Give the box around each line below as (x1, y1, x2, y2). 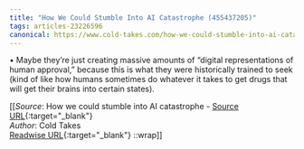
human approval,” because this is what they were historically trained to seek (9, 64, 293, 75)
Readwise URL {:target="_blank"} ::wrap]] (9, 130, 163, 141)
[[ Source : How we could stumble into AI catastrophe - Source (9, 101, 240, 112)
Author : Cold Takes (9, 120, 81, 131)
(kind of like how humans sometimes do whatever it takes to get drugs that (9, 74, 288, 85)
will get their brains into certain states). (9, 83, 156, 95)
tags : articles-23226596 (9, 22, 103, 31)
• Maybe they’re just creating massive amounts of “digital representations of (9, 55, 294, 66)
